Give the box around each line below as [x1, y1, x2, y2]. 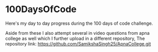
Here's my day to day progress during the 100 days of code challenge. [5, 20, 153, 26]
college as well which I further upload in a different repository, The [5, 35, 145, 41]
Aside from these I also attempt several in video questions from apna [5, 30, 150, 36]
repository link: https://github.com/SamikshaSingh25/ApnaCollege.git [5, 40, 151, 46]
